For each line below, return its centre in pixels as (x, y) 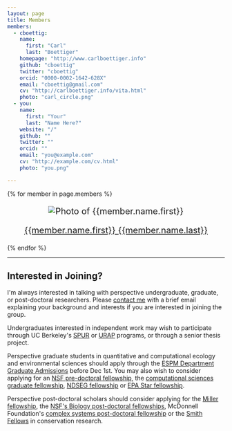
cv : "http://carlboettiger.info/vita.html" (83, 91)
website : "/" (38, 129)
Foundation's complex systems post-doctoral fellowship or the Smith (105, 414)
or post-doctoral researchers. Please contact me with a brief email (102, 300)
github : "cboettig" (48, 65)
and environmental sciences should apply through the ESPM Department (111, 363)
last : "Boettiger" (52, 53)
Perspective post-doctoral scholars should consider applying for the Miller (113, 399)
